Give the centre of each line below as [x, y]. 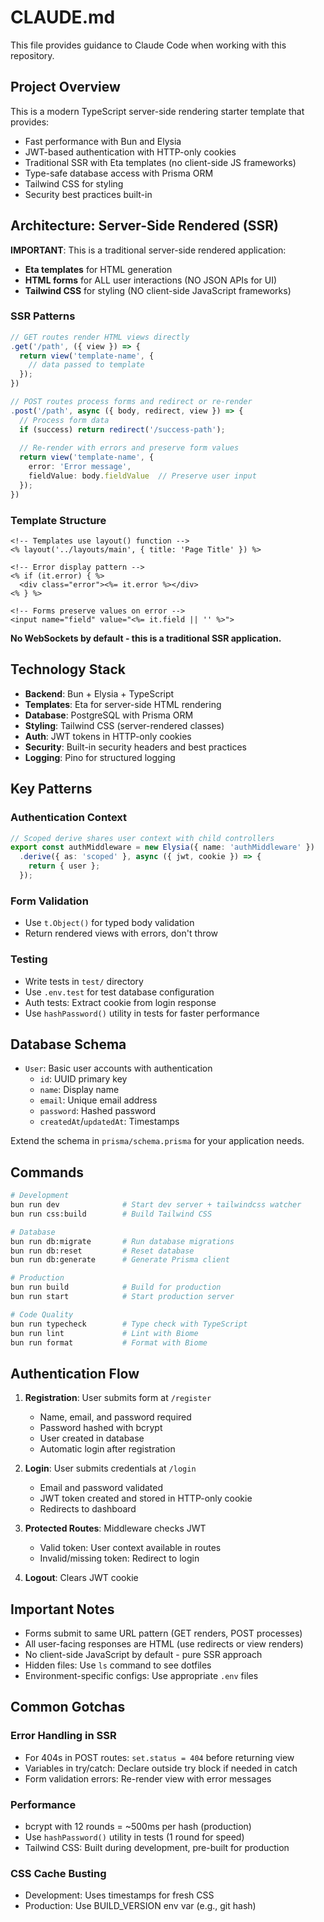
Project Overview [65, 87]
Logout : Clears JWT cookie [81, 1578]
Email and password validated [101, 1488]
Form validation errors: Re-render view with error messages [148, 1778]
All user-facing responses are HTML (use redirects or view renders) [164, 1644]
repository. [32, 55]
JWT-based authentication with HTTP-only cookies [130, 152]
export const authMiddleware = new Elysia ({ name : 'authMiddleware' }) [162, 847]
